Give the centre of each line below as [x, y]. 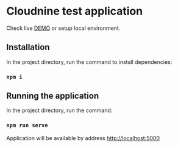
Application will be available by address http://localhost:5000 [83, 138]
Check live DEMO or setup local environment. [63, 28]
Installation [28, 47]
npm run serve [27, 125]
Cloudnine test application [75, 11]
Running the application [53, 96]
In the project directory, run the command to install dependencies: [89, 62]
